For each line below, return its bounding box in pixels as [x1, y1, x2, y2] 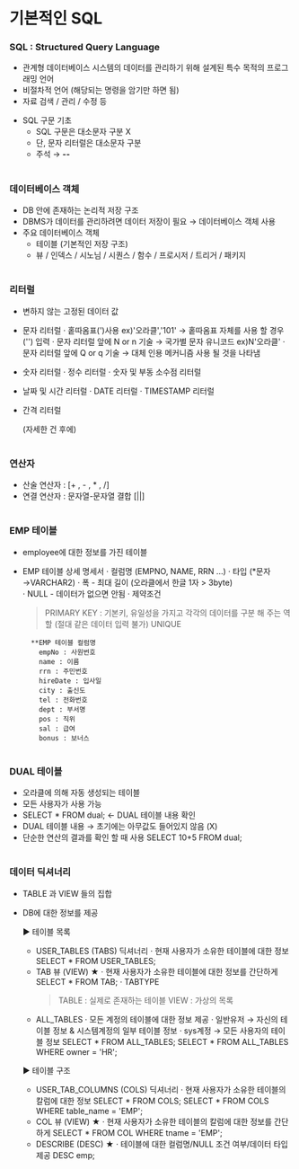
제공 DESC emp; [35, 1149, 96, 1160]
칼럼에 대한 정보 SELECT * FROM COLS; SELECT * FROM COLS [35, 1095, 269, 1106]
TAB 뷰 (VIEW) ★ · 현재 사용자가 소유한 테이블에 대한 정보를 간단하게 [35, 966, 278, 977]
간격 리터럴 [22, 404, 62, 415]
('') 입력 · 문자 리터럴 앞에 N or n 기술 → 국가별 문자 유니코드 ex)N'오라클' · [22, 336, 286, 347]
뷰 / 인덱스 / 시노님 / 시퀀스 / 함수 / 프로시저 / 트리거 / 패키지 [35, 250, 247, 261]
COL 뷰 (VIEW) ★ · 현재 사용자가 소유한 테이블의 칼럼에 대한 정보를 [35, 1116, 272, 1127]
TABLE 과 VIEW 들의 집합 [22, 888, 112, 899]
